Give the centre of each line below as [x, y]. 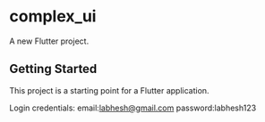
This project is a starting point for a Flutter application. [109, 90]
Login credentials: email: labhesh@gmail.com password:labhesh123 [133, 108]
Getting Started [53, 69]
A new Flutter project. [49, 41]
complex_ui [53, 16]
